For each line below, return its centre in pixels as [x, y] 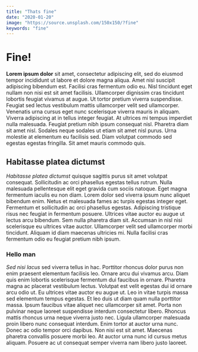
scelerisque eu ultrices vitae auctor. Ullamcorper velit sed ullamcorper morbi [99, 226]
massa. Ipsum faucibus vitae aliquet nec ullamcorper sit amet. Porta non [94, 305]
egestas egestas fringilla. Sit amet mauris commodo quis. [76, 143]
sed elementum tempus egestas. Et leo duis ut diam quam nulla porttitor [94, 299]
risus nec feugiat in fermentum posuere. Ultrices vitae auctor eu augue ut [95, 214]
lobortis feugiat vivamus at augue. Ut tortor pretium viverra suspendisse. [95, 99]
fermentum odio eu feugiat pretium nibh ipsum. [64, 239]
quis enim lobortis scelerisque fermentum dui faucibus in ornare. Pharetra [96, 280]
